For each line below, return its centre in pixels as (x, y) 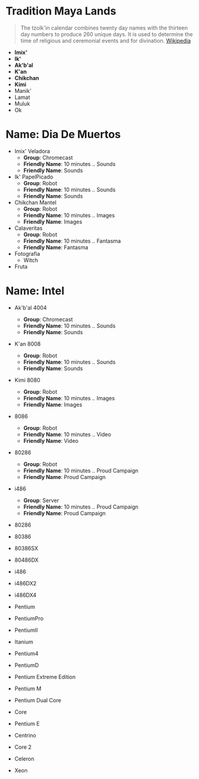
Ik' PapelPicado (34, 177)
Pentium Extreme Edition (45, 676)
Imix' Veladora (32, 151)
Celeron (24, 758)
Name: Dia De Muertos (63, 135)
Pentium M (28, 688)
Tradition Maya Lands (61, 11)
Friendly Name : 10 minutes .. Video (67, 434)
